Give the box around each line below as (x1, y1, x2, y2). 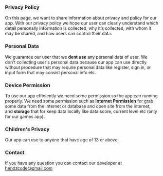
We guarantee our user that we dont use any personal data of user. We (5, 54, 147, 60)
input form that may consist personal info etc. (5, 69, 96, 75)
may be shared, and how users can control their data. (5, 31, 112, 37)
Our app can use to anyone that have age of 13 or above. (5, 137, 119, 143)
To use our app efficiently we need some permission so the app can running (5, 92, 158, 99)
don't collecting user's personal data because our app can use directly (5, 59, 147, 65)
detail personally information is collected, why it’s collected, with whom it (5, 25, 152, 31)
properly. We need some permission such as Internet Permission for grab (5, 98, 154, 104)
